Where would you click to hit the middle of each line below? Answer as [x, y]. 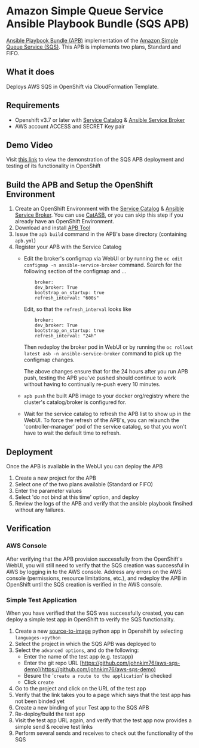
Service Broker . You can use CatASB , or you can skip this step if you [99, 215]
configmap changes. [49, 360]
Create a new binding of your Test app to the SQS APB [82, 707]
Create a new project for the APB [56, 478]
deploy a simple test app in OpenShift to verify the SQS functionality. [91, 619]
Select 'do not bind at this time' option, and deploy [77, 497]
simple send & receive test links [54, 726]
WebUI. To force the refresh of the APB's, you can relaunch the [101, 420]
